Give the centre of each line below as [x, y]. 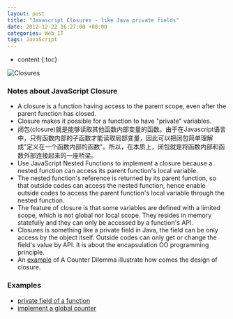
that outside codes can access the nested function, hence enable [111, 186]
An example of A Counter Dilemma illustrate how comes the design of [117, 260]
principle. [31, 253]
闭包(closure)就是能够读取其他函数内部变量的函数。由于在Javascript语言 [122, 129]
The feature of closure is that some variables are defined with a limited [119, 208]
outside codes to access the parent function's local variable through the [121, 193]
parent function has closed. [57, 114]
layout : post [26, 14]
